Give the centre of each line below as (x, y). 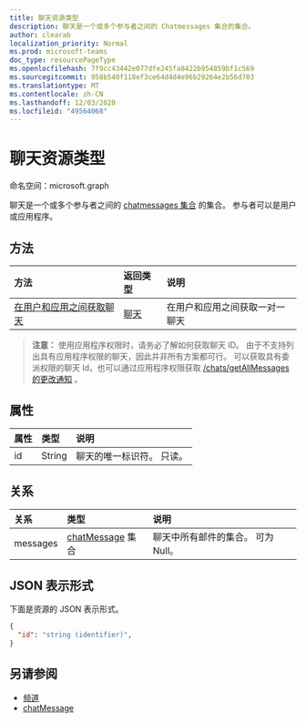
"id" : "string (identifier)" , (75, 635)
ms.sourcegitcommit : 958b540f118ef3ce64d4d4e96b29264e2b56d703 (132, 77)
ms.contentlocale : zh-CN (56, 94)
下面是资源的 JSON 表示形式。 (67, 609)
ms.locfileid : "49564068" (58, 111)
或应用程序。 (33, 217)
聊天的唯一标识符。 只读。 (132, 456)
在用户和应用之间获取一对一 (226, 307)
